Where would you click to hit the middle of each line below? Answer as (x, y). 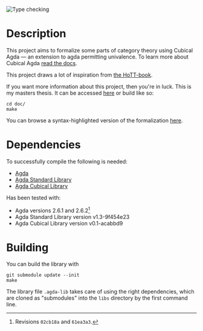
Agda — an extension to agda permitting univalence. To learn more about (98, 57)
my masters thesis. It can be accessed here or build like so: (80, 93)
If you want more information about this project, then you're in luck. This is (99, 86)
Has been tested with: (34, 197)
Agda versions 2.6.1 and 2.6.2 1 (53, 210)
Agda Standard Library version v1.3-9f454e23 (72, 216)
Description (36, 34)
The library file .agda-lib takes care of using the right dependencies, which (100, 292)
